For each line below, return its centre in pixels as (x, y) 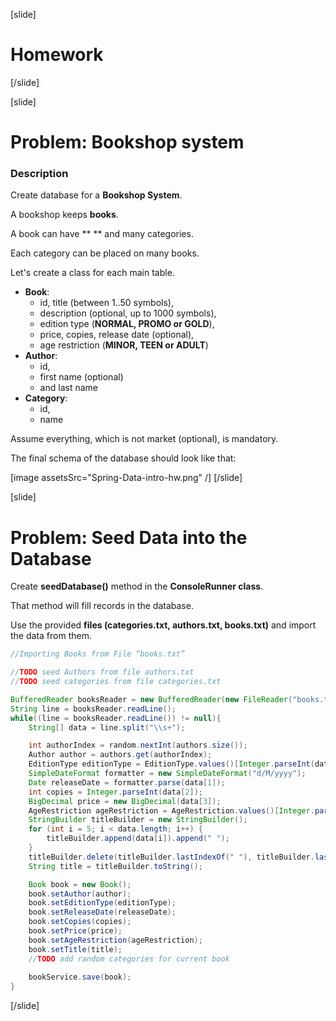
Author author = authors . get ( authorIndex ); (120, 755)
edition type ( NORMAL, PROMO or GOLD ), (127, 324)
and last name (68, 388)
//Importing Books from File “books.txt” (98, 654)
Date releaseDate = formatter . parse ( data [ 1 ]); (127, 782)
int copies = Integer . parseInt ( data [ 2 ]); (115, 792)
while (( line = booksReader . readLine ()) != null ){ (116, 718)
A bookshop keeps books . (64, 215)
